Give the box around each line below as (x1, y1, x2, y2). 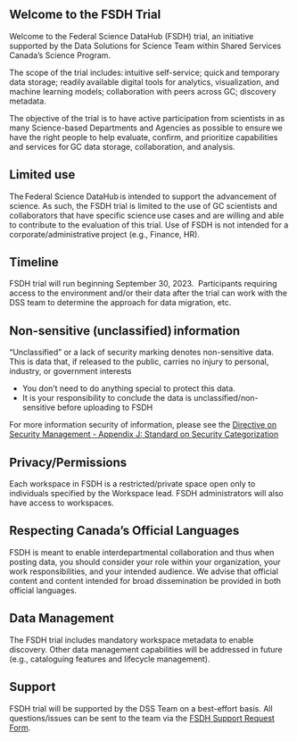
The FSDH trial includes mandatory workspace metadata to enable (9, 634, 254, 645)
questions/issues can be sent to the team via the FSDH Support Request (9, 712, 275, 723)
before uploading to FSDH (57, 402, 153, 413)
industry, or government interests (9, 366, 132, 377)
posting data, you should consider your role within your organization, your (9, 556, 281, 567)
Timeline (9, 254, 60, 271)
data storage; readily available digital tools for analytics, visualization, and (9, 76, 279, 87)
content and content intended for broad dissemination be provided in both (9, 575, 282, 586)
